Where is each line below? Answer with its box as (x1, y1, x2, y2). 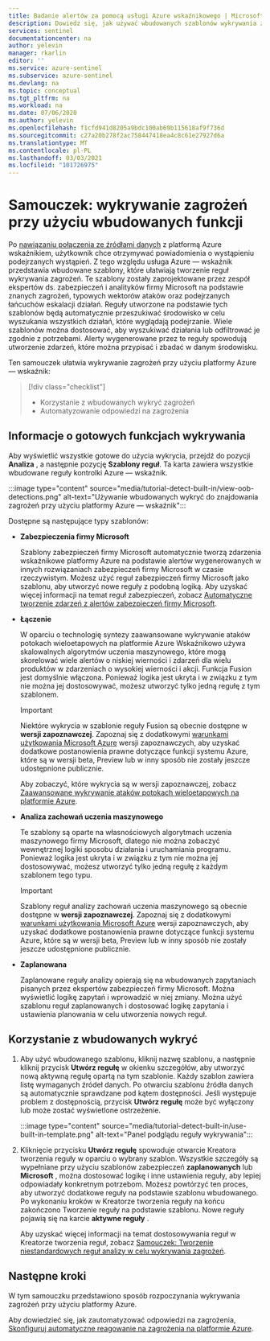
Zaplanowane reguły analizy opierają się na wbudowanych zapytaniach (19, 975, 256, 985)
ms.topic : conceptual (8, 86, 81, 95)
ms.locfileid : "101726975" (8, 162, 99, 170)
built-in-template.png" (19, 1129, 94, 1139)
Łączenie (19, 614, 52, 623)
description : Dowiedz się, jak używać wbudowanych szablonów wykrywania (8, 19, 257, 27)
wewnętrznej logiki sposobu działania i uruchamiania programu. (19, 844, 231, 854)
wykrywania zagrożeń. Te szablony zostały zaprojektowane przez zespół (8, 274, 251, 284)
